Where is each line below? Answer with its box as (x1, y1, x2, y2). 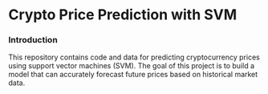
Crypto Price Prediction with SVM (8, 6, 238, 24)
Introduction (8, 35, 58, 46)
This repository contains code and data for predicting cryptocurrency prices (8, 52, 261, 62)
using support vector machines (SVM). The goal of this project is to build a (8, 61, 255, 71)
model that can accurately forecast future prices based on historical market (8, 70, 258, 80)
